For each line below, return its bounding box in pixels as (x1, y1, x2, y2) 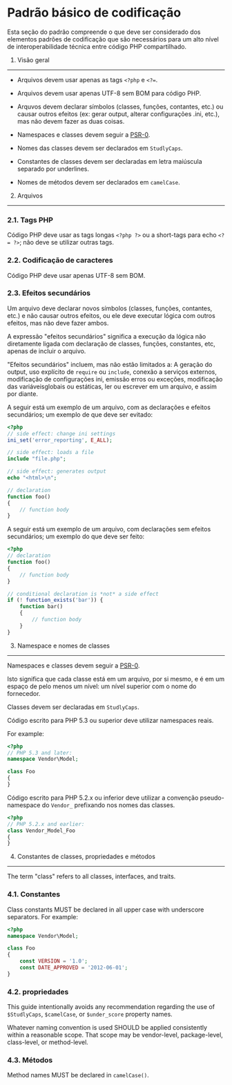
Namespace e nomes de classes (17, 641, 110, 650)
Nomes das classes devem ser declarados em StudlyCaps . (17, 144, 183, 152)
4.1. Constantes (7, 889, 61, 899)
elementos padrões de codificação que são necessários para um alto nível (7, 35, 220, 43)
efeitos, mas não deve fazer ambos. (7, 319, 109, 327)
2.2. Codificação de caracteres (7, 256, 113, 265)
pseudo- (200, 793, 224, 802)
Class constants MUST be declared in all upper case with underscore (7, 905, 204, 914)
